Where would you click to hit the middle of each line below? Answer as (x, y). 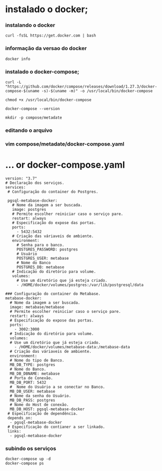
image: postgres (29, 209)
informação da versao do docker (46, 48)
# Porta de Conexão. (31, 378)
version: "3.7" (21, 178)
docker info (18, 59)
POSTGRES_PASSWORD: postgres (47, 249)
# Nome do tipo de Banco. (37, 360)
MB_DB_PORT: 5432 (28, 382)
